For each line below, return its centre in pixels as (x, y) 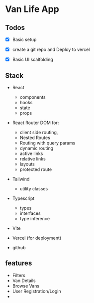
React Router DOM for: (36, 123)
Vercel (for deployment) (37, 238)
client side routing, (39, 132)
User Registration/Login (37, 291)
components (33, 97)
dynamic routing (37, 148)
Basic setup (24, 39)
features (19, 263)
